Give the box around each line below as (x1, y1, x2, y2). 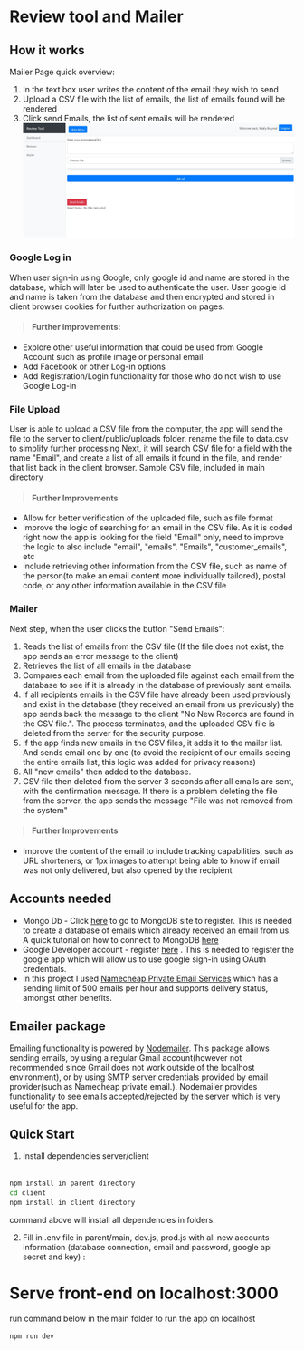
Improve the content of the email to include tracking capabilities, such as (22, 845, 294, 856)
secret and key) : (22, 1251, 86, 1262)
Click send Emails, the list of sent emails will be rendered (22, 113, 235, 123)
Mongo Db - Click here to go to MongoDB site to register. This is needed (22, 915, 292, 926)
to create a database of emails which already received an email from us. (22, 925, 291, 936)
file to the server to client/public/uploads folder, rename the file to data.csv (9, 433, 289, 444)
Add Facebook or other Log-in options (22, 361, 166, 372)
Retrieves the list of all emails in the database (22, 660, 192, 671)
